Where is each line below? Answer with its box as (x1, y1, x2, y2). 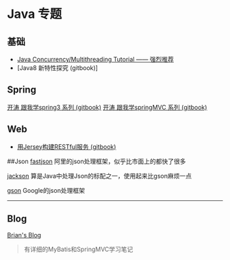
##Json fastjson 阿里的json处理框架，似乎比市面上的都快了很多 (7, 157, 186, 165)
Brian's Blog (7, 231, 42, 239)
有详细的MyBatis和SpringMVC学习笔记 (23, 245, 133, 254)
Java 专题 (7, 6, 62, 22)
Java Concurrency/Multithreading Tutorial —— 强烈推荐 (16, 56, 175, 63)
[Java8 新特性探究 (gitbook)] (16, 64, 98, 72)
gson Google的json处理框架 (7, 186, 86, 194)
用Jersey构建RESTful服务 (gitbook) (16, 142, 116, 151)
